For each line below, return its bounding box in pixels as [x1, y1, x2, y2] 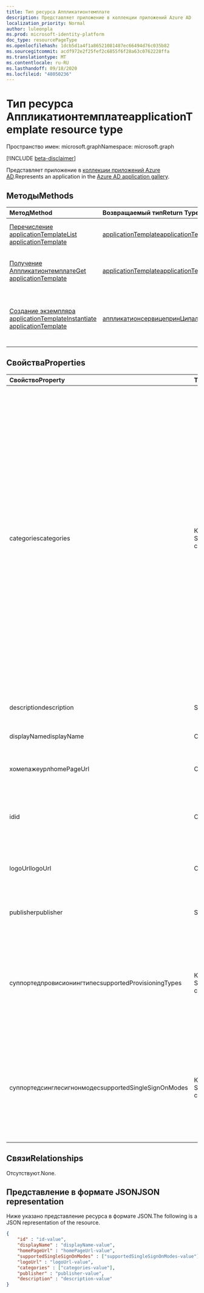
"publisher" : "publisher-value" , [17, 1270, 104, 1277]
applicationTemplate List [9, 230, 77, 239]
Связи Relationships [6, 1153, 84, 1164]
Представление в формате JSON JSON [6, 1187, 160, 1198]
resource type [50, 123, 123, 137]
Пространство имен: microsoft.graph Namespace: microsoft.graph [6, 143, 174, 151]
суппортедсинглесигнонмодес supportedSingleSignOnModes [9, 1083, 188, 1091]
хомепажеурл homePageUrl [9, 764, 90, 773]
